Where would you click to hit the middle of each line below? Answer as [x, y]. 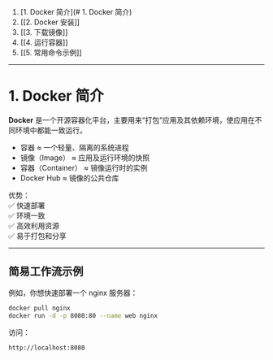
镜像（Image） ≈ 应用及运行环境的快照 [85, 158]
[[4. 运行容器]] [44, 42]
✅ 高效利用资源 [34, 225]
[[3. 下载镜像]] [44, 32]
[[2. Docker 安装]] [50, 22]
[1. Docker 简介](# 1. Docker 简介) [76, 12]
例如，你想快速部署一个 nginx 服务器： [73, 293]
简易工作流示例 [46, 272]
